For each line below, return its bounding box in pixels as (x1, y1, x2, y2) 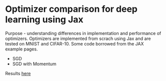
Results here (5, 70, 31, 76)
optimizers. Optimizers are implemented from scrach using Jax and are (5, 36, 151, 41)
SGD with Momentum (12, 61, 56, 67)
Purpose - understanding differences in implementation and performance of (5, 30, 162, 36)
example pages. (5, 46, 38, 52)
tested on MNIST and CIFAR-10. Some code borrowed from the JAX (5, 40, 144, 46)
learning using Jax (5, 14, 84, 25)
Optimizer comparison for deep (5, 3, 138, 15)
